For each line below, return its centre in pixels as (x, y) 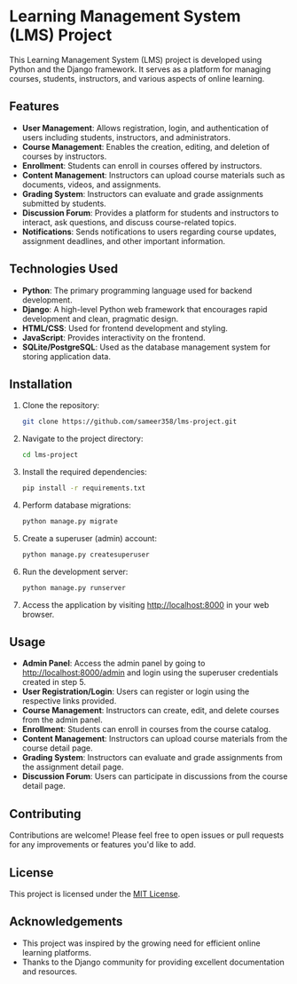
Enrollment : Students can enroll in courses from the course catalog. (146, 729)
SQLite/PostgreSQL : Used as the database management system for (146, 347)
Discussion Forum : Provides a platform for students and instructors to (150, 213)
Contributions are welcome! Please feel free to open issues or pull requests (147, 835)
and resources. (50, 971)
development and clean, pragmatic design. (100, 319)
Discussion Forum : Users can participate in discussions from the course (155, 776)
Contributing (45, 814)
